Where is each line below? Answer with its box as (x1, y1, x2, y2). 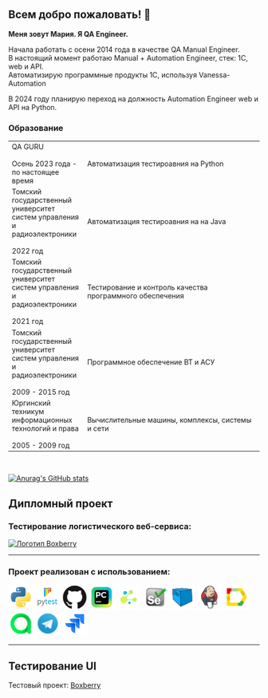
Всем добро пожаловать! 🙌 (8, 8, 152, 22)
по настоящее (11, 167, 60, 176)
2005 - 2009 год (11, 440, 70, 450)
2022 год (11, 246, 44, 256)
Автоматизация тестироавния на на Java (87, 216, 227, 226)
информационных (11, 415, 73, 424)
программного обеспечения (87, 291, 185, 301)
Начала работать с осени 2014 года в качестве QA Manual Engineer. (8, 45, 240, 54)
